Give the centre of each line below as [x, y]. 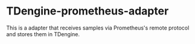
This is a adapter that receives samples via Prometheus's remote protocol [98, 28]
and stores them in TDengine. [43, 34]
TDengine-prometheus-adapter [88, 11]
